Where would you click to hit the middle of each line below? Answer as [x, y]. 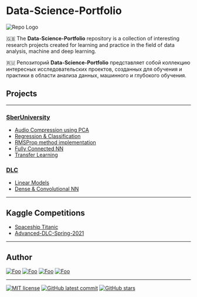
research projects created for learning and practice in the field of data [90, 45]
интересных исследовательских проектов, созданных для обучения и [94, 69]
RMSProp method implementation [55, 142]
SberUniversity [28, 117]
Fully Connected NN [39, 149]
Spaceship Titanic [36, 227]
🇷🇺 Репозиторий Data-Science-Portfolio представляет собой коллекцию [98, 62]
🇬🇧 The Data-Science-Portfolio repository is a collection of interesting [93, 38]
